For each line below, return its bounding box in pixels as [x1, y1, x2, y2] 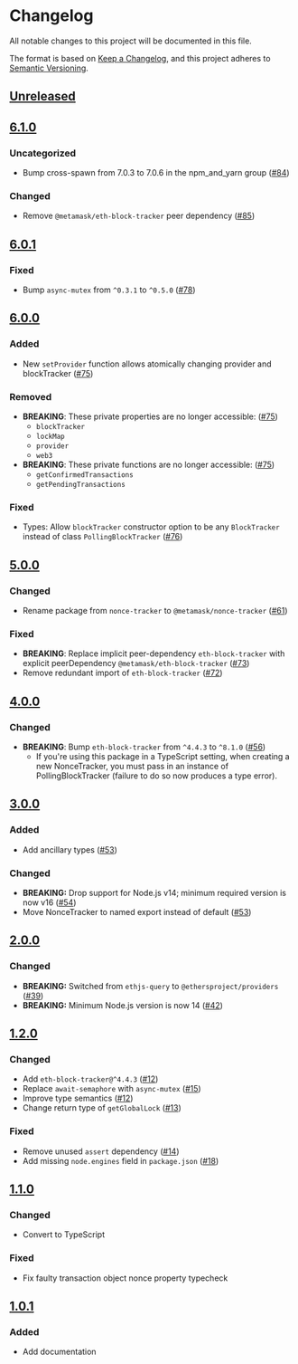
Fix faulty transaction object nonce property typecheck [22, 1273, 228, 1283]
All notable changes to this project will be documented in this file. [9, 35, 253, 46]
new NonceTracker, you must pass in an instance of [35, 760, 228, 771]
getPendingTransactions [35, 480, 126, 489]
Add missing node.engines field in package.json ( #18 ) [22, 1155, 219, 1166]
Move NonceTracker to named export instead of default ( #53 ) [22, 906, 252, 917]
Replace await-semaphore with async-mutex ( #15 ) [22, 1083, 201, 1094]
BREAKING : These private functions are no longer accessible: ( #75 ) [22, 459, 275, 470]
